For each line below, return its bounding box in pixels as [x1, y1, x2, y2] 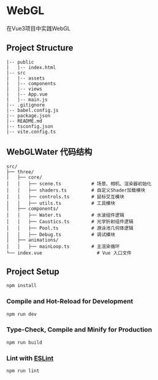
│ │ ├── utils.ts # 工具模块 [6, 200, 115, 206]
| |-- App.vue [6, 91, 48, 97]
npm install [6, 283, 37, 289]
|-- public [6, 59, 34, 65]
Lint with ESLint [6, 354, 54, 362]
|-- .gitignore [6, 102, 45, 108]
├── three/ [6, 169, 34, 175]
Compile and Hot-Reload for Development [6, 297, 134, 306]
